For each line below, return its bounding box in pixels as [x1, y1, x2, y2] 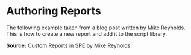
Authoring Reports [6, 4, 101, 18]
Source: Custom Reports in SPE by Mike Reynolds [6, 42, 131, 49]
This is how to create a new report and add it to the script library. [6, 30, 168, 37]
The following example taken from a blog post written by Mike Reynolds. [6, 24, 186, 31]
